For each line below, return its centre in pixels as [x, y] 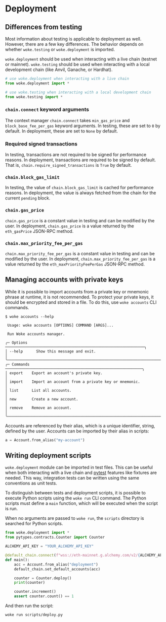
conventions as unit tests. [31, 483]
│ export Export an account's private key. [54, 373]
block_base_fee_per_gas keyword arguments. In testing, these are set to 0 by [83, 126]
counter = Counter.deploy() [43, 578]
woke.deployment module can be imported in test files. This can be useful [79, 468]
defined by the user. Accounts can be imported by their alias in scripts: [77, 431]
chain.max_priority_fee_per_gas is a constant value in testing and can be [80, 253]
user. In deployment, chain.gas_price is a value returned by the [70, 226]
